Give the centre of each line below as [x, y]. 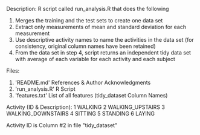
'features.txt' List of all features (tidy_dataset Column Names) [91, 95]
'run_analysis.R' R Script [45, 89]
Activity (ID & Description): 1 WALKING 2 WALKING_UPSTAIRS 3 [85, 107]
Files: [13, 71]
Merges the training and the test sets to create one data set [89, 20]
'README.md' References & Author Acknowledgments [83, 82]
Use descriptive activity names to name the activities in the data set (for [105, 40]
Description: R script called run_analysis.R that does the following [88, 9]
